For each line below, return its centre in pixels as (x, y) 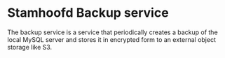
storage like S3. (30, 47)
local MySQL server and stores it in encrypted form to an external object (111, 39)
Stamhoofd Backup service (88, 13)
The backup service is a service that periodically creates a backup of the (113, 32)
